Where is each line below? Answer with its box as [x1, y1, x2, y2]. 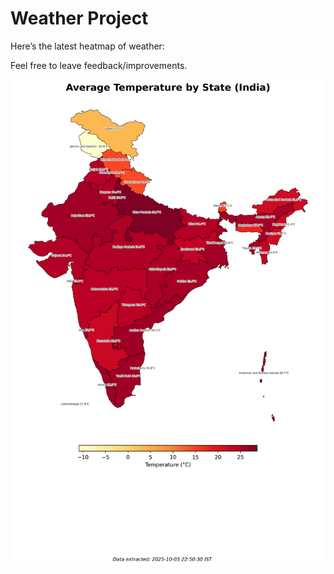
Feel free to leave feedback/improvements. [10, 59, 188, 71]
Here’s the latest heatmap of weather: [10, 40, 165, 52]
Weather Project [10, 7, 149, 30]
